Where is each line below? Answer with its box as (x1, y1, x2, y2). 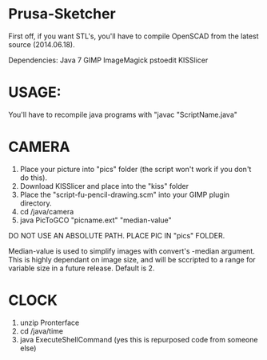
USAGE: (8, 83, 62, 102)
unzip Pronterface (19, 318, 80, 327)
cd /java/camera (19, 206, 74, 216)
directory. (19, 198, 52, 208)
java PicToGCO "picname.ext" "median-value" (19, 215, 172, 225)
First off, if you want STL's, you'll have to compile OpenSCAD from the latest (8, 31, 259, 41)
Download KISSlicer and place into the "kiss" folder (19, 181, 189, 190)
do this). (19, 173, 48, 182)
